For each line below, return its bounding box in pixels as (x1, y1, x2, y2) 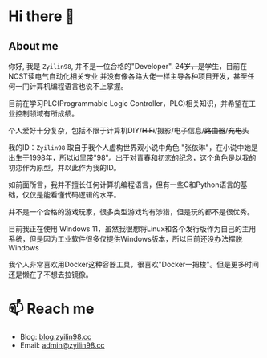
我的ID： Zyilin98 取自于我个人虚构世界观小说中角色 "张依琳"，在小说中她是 (8, 143, 259, 152)
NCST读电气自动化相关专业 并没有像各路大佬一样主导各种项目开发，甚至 (8, 71, 248, 81)
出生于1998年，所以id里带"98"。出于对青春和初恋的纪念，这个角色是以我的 (8, 153, 257, 162)
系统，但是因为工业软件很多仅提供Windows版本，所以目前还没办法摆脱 (8, 234, 243, 243)
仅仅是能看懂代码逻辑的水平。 (22, 190, 121, 199)
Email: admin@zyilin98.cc (19, 340, 106, 350)
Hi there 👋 (8, 7, 75, 26)
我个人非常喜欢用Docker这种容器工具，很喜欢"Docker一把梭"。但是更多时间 (8, 260, 259, 269)
